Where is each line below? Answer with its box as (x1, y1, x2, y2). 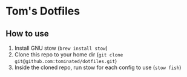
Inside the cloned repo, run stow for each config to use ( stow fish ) (14, 64, 182, 71)
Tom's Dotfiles (5, 4, 80, 18)
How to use (5, 28, 49, 39)
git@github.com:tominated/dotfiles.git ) (14, 58, 117, 64)
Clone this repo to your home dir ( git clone (14, 51, 123, 58)
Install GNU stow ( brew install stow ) (14, 44, 108, 52)
